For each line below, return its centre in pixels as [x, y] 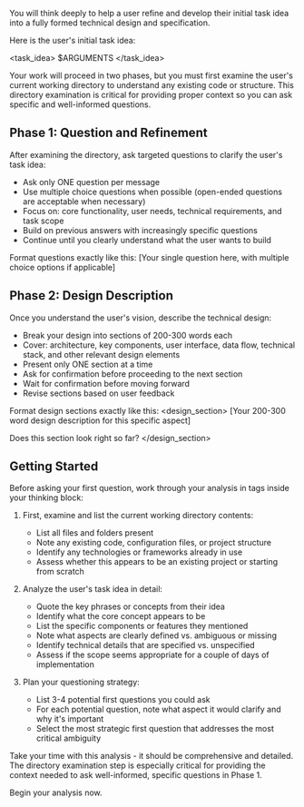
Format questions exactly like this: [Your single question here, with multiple [149, 257]
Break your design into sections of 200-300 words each [127, 335]
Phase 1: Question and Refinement [108, 133]
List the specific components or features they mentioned [142, 626]
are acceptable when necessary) [84, 201]
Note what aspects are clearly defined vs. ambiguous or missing [156, 635]
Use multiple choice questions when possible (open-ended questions [152, 192]
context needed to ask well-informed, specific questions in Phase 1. [136, 775]
